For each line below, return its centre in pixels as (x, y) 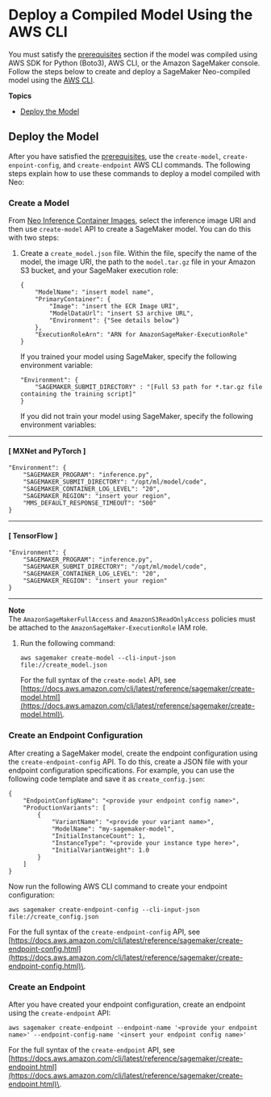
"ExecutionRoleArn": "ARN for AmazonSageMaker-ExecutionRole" (142, 335)
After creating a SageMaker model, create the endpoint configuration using (133, 753)
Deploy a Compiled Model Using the (131, 15)
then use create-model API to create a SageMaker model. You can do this (130, 229)
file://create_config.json (54, 917)
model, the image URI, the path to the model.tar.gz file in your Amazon (138, 262)
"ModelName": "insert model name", (95, 292)
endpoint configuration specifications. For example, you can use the (122, 770)
